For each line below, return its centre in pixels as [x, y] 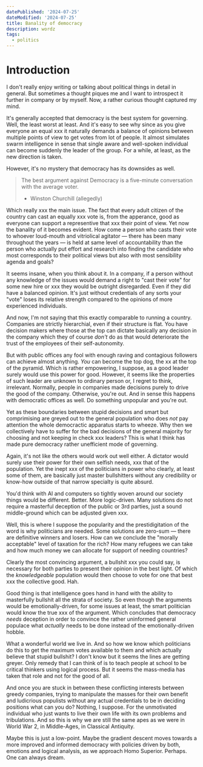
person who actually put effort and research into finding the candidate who [100, 249]
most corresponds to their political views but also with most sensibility [94, 255]
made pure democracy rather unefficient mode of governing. [82, 444]
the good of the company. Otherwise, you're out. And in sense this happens [101, 394]
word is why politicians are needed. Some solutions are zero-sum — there [98, 531]
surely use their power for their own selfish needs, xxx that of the [88, 462]
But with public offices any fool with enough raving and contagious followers [102, 355]
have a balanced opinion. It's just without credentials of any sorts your [94, 292]
